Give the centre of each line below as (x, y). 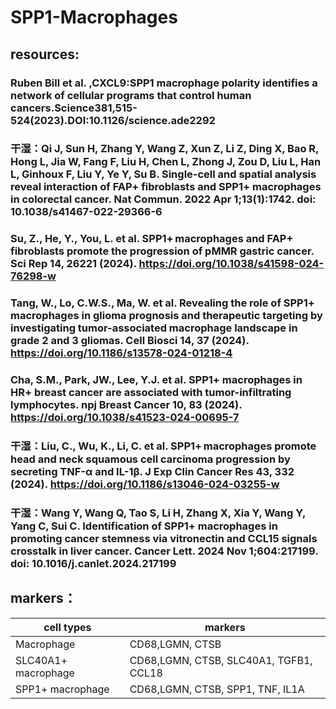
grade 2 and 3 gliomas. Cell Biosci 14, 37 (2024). (130, 341)
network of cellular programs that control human (131, 95)
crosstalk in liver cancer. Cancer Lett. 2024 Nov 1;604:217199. (164, 551)
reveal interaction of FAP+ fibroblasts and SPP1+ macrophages (166, 187)
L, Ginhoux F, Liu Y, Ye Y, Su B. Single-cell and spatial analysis (163, 174)
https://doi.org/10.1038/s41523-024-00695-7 (125, 418)
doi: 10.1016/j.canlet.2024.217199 (93, 564)
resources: (45, 54)
